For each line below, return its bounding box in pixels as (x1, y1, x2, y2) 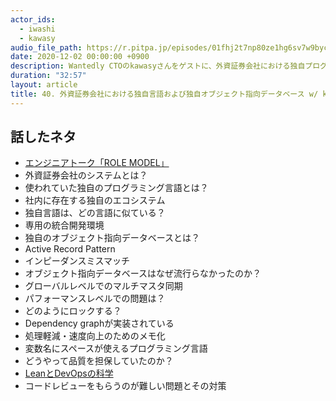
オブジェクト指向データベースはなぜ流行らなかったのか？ (24, 267, 262, 280)
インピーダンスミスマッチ (24, 255, 131, 267)
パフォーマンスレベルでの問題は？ (24, 292, 166, 305)
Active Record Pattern (24, 243, 116, 255)
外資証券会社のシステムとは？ (24, 169, 148, 181)
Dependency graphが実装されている (24, 317, 175, 330)
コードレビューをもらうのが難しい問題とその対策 (24, 380, 227, 392)
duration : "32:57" (10, 71, 87, 81)
